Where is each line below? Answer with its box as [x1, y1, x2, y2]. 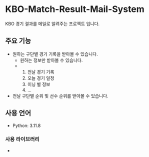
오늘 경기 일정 [27, 75, 54, 81]
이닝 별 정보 [27, 81, 50, 87]
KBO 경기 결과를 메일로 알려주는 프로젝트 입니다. [5, 20, 100, 26]
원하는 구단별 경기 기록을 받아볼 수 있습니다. [12, 51, 98, 57]
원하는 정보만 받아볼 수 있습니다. [19, 57, 83, 63]
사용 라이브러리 [5, 136, 40, 143]
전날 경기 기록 [27, 68, 54, 74]
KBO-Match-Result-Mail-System [5, 3, 145, 15]
